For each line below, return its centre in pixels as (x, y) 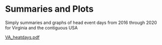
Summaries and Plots (49, 9)
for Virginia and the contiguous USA (41, 27)
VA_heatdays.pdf (22, 37)
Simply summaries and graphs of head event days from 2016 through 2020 (81, 22)
